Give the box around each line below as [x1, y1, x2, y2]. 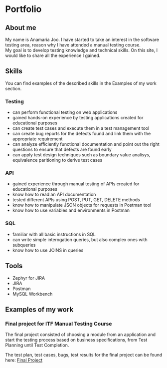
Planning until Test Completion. [5, 342, 69, 348]
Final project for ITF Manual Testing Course [5, 320, 112, 327]
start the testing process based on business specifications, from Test [5, 337, 148, 343]
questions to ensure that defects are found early [12, 146, 112, 153]
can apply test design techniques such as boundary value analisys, [12, 152, 151, 158]
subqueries [12, 242, 36, 248]
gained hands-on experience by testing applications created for [12, 115, 144, 121]
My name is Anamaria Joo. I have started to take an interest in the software [5, 36, 160, 42]
